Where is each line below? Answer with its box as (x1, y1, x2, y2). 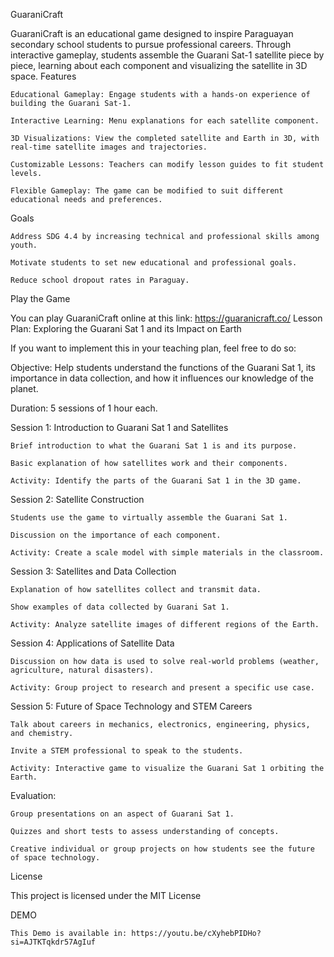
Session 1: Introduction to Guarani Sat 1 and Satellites (10, 422, 229, 433)
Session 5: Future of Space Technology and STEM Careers (10, 700, 253, 712)
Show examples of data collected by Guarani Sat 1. (10, 602, 230, 612)
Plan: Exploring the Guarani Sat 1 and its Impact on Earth (10, 323, 242, 334)
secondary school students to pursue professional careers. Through (10, 39, 292, 50)
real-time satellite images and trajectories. (10, 142, 208, 152)
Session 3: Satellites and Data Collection (10, 565, 177, 577)
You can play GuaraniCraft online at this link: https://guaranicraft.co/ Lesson (10, 312, 323, 324)
